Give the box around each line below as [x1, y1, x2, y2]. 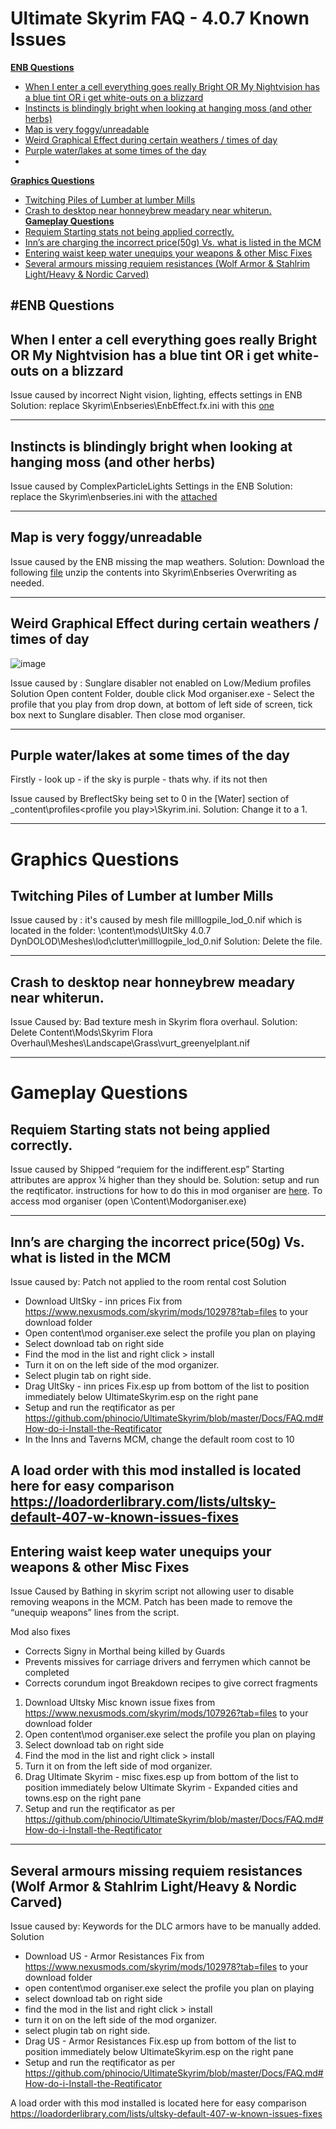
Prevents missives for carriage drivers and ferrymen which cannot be [24, 1656, 311, 1668]
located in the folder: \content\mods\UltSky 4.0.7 [10, 925, 212, 937]
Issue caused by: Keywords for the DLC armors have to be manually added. [10, 1920, 322, 1932]
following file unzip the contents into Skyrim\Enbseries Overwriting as [10, 566, 297, 578]
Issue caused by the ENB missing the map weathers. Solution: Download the [10, 555, 325, 567]
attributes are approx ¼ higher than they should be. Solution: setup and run [10, 1174, 320, 1186]
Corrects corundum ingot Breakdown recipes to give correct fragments [24, 1677, 318, 1689]
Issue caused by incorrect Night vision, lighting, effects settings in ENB [10, 389, 303, 401]
